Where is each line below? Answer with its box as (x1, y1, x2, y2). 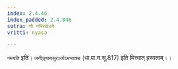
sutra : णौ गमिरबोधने (7, 23, 55, 29)
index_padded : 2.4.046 (7, 16, 72, 23)
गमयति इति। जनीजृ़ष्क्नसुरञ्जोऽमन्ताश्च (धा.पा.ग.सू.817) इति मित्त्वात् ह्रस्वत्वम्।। (7, 54, 172, 62)
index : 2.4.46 (7, 10, 48, 17)
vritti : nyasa (7, 29, 48, 36)
